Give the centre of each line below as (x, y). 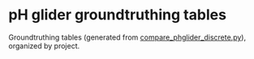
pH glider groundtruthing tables (118, 15)
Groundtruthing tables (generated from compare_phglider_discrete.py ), (127, 37)
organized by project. (44, 45)
